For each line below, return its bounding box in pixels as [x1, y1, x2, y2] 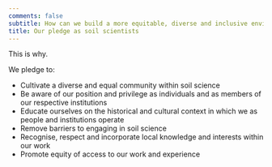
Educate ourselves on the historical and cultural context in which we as [19, 106, 257, 116]
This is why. [8, 49, 49, 59]
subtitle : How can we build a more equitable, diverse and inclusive [8, 19, 249, 28]
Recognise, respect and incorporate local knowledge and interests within [19, 132, 264, 142]
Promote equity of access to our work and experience [19, 149, 201, 159]
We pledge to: [8, 65, 55, 75]
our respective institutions [19, 98, 108, 108]
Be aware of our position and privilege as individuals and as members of [19, 89, 261, 99]
